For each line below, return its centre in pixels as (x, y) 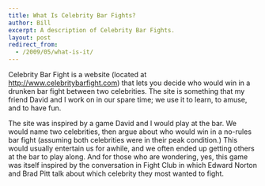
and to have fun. (35, 108)
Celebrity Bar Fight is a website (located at (78, 74)
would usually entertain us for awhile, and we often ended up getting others (131, 148)
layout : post (30, 37)
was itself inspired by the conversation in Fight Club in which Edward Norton (133, 165)
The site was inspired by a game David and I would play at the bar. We (123, 123)
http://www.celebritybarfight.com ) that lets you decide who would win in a (129, 83)
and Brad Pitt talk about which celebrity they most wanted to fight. (116, 173)
